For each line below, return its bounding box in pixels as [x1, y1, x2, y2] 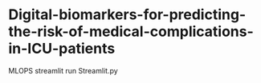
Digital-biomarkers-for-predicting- [8, 6, 247, 24]
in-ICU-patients [8, 40, 116, 57]
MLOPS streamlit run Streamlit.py [8, 65, 118, 75]
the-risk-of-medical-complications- [8, 22, 255, 41]
